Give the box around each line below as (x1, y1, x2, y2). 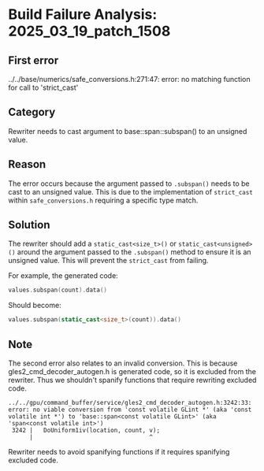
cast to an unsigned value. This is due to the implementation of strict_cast (8, 187, 254, 196)
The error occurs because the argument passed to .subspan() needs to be (8, 179, 250, 188)
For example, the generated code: (8, 271, 118, 280)
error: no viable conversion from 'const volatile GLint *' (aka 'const (8, 406, 252, 414)
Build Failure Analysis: (8, 6, 158, 24)
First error (8, 54, 59, 67)
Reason (8, 158, 46, 171)
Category (8, 106, 56, 119)
